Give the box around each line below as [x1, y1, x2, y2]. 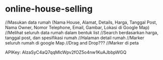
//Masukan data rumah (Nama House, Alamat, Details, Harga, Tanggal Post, [5, 19, 157, 25]
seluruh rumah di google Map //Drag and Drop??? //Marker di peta [5, 40, 139, 45]
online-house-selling [5, 3, 93, 15]
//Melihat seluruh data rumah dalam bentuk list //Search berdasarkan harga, [5, 30, 159, 35]
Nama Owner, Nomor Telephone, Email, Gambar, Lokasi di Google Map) [5, 24, 150, 30]
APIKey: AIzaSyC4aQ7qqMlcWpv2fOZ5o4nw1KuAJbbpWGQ [5, 49, 127, 55]
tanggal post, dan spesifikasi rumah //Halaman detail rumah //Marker [5, 35, 145, 41]
